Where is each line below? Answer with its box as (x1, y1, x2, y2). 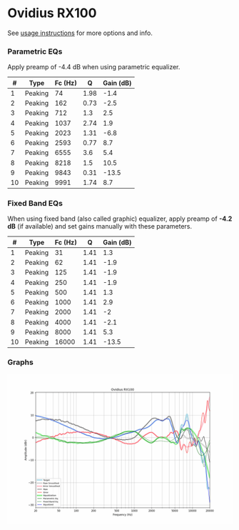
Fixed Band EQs (7, 198, 63, 208)
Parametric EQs (7, 46, 63, 56)
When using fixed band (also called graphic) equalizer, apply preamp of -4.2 (7, 214, 233, 223)
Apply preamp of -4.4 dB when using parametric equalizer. (7, 63, 180, 71)
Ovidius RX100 (7, 5, 97, 21)
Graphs (7, 357, 34, 367)
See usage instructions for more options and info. (7, 29, 153, 37)
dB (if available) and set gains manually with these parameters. (7, 222, 193, 231)
